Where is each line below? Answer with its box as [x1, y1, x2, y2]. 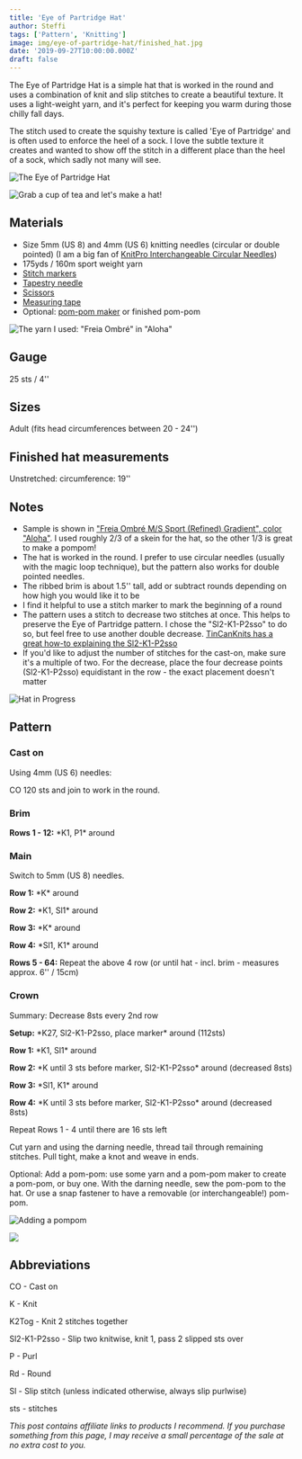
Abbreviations [9, 1258, 91, 1273]
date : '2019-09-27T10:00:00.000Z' [9, 47, 139, 56]
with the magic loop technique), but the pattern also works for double [22, 561, 280, 572]
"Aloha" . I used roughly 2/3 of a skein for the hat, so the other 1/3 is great [22, 533, 293, 544]
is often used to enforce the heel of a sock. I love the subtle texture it [9, 136, 264, 146]
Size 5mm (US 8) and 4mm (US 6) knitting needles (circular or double [22, 239, 280, 250]
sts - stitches [9, 1403, 58, 1414]
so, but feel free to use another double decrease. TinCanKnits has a [22, 629, 274, 640]
